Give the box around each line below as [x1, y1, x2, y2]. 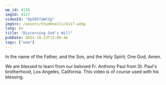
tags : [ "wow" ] [5, 40, 35, 45]
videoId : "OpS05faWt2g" [5, 16, 55, 21]
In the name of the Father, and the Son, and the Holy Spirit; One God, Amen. [5, 53, 161, 59]
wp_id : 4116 [5, 7, 30, 12]
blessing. [5, 73, 24, 80]
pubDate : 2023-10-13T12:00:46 [5, 35, 68, 40]
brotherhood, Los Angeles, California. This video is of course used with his [5, 68, 159, 74]
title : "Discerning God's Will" [5, 30, 72, 35]
